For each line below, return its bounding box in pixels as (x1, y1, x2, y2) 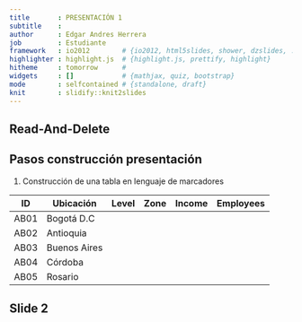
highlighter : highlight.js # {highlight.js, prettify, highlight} (9, 55, 271, 64)
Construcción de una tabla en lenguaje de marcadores (22, 176, 225, 187)
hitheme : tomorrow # (9, 64, 127, 73)
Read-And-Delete (9, 121, 111, 136)
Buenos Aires (46, 241, 103, 254)
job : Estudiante (9, 38, 106, 48)
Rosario (46, 270, 79, 283)
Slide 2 (9, 301, 49, 317)
